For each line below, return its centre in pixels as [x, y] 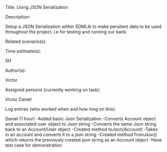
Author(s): [16, 70]
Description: [18, 17]
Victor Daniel [18, 99]
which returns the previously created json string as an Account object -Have [83, 140]
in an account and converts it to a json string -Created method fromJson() [81, 135]
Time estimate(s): [23, 51]
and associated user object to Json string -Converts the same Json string [81, 124]
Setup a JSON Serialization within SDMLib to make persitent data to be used [83, 26]
